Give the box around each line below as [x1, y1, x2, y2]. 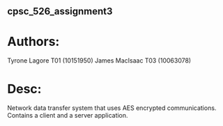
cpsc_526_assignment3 [7, 6, 113, 17]
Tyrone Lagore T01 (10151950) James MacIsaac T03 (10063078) [7, 56, 192, 65]
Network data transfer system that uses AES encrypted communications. [7, 104, 217, 112]
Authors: [7, 33, 60, 49]
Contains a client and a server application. [7, 111, 128, 120]
